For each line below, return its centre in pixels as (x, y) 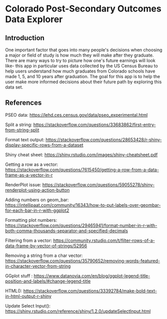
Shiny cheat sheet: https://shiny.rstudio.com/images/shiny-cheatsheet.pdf (82, 154)
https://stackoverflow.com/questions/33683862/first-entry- (94, 124)
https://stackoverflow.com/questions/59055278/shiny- (98, 185)
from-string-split (22, 130)
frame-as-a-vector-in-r (29, 175)
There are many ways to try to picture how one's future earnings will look (80, 60)
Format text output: (25, 139)
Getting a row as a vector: (32, 164)
